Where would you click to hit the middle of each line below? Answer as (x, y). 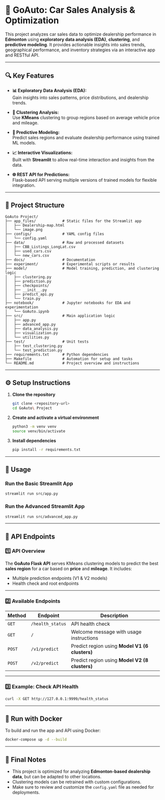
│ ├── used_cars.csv (28, 251)
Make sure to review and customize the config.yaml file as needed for (83, 787)
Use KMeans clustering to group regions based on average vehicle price (86, 117)
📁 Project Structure (35, 206)
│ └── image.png (24, 229)
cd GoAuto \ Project (32, 408)
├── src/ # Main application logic (60, 316)
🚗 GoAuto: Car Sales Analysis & (70, 10)
